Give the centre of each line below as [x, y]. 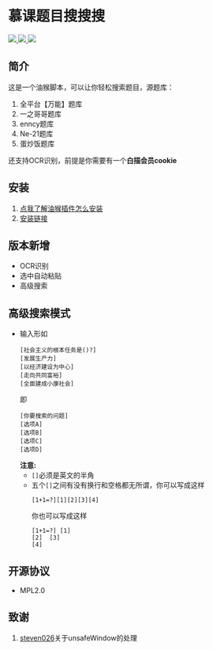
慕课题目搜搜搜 [57, 16]
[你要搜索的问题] [44, 416]
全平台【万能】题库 [51, 104]
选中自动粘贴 [40, 276]
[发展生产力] [38, 359]
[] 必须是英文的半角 [63, 475]
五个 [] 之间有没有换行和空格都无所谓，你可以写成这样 [118, 485]
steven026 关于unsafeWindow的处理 [78, 637]
